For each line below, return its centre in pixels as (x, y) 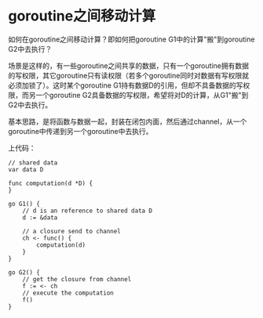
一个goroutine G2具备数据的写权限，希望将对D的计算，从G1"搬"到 (142, 95)
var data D (26, 169)
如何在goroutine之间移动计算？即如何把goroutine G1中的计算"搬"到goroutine (131, 39)
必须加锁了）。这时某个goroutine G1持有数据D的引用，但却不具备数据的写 (126, 85)
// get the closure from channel (77, 279)
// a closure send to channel (72, 231)
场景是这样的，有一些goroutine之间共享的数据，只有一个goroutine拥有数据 (129, 65)
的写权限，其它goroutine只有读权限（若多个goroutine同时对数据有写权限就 (129, 75)
